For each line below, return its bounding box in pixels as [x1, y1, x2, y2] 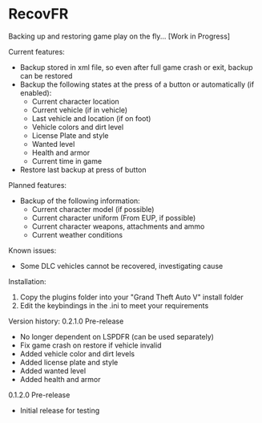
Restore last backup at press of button [19, 165, 147, 174]
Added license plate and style [19, 357, 119, 367]
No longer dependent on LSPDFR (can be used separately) [19, 331, 215, 341]
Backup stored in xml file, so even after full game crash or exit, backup [19, 62, 253, 72]
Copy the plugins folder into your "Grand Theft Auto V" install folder [19, 292, 244, 302]
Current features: [8, 47, 66, 56]
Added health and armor [19, 374, 102, 384]
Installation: [8, 276, 46, 286]
